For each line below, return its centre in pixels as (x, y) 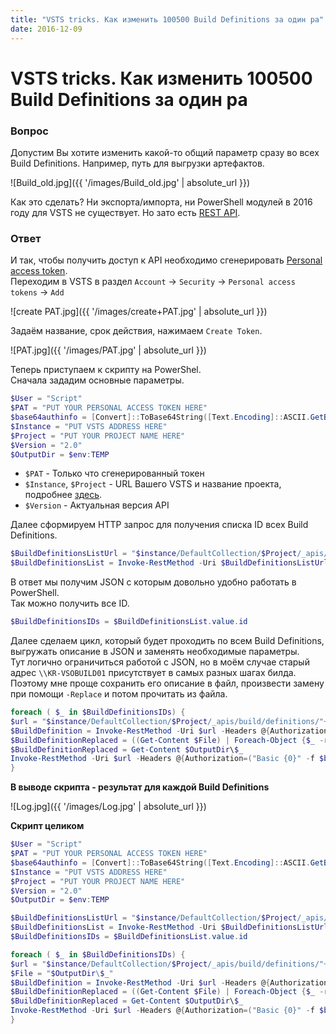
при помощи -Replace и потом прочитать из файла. (119, 694)
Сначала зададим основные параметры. (97, 380)
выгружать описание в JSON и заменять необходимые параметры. (155, 652)
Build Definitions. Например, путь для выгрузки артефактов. (137, 163)
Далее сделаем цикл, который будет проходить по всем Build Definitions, (167, 641)
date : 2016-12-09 (46, 29)
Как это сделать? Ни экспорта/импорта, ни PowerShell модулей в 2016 (161, 202)
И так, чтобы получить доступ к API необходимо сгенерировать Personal (166, 260)
